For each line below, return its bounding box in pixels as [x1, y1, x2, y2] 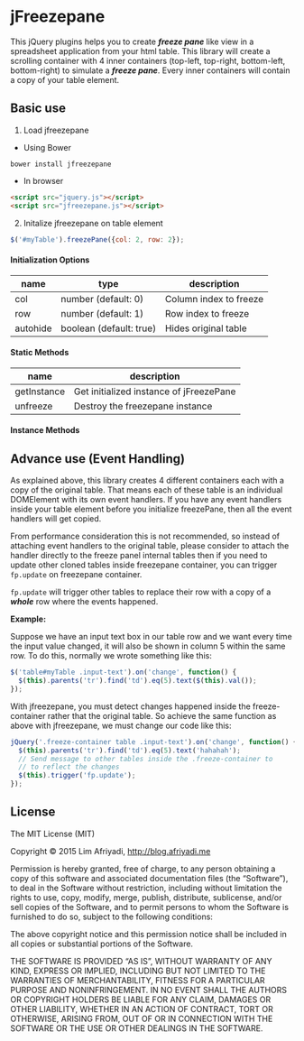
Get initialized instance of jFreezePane [73, 385, 236, 398]
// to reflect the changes [18, 762, 120, 772]
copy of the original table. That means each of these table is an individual [10, 484, 283, 495]
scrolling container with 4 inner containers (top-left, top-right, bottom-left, [10, 55, 286, 66]
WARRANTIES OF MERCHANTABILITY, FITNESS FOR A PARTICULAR [10, 974, 265, 985]
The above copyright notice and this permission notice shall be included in [10, 928, 287, 939]
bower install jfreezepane [10, 160, 112, 169]
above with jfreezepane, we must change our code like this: [10, 720, 232, 731]
